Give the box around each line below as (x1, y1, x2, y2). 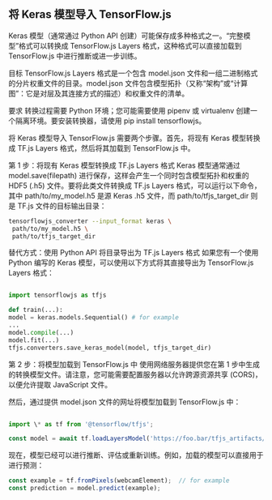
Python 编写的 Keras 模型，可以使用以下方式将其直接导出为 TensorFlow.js (8, 258, 254, 267)
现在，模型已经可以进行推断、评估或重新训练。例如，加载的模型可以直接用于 (8, 451, 264, 460)
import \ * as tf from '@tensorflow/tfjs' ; (8, 420, 154, 428)
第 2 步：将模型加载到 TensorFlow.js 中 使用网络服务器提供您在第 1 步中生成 (8, 359, 261, 369)
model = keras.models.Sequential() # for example (8, 314, 180, 322)
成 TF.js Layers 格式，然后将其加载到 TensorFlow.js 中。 (8, 143, 196, 152)
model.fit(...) (8, 335, 60, 344)
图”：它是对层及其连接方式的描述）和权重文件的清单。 (8, 88, 189, 98)
